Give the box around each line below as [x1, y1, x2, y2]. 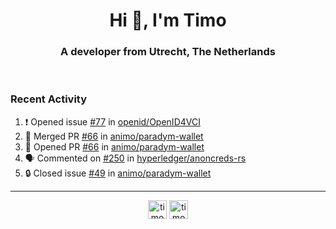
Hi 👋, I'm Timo [109, 9, 227, 32]
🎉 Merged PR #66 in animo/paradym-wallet [24, 130, 204, 142]
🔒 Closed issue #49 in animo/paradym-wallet [24, 167, 212, 179]
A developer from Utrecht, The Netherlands [60, 45, 276, 59]
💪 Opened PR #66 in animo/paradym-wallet [24, 140, 205, 153]
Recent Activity [10, 92, 88, 106]
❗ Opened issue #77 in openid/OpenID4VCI [24, 115, 201, 128]
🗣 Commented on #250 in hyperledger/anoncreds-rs [24, 152, 247, 164]
